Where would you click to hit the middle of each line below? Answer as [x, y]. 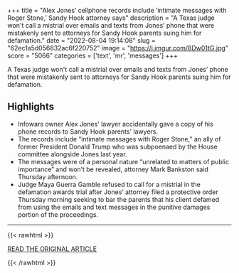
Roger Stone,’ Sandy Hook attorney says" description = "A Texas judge [111, 18]
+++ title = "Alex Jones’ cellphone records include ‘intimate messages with [117, 10]
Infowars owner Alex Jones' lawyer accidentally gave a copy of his [115, 124]
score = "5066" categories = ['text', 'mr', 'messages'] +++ [92, 55]
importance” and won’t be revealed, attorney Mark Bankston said [113, 169]
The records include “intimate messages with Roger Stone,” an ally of [119, 139]
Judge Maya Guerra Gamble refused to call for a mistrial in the [109, 184]
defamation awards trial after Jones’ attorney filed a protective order [118, 192]
